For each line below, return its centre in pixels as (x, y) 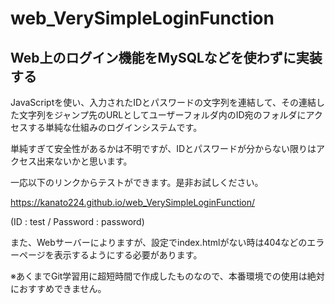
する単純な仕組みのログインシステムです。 (115, 127)
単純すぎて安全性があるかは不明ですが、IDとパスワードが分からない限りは (163, 148)
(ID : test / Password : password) (77, 221)
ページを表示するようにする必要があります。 (110, 255)
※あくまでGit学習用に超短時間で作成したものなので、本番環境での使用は (159, 276)
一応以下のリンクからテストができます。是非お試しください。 (137, 182)
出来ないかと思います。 (84, 161)
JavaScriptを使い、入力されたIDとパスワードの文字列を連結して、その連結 (163, 102)
